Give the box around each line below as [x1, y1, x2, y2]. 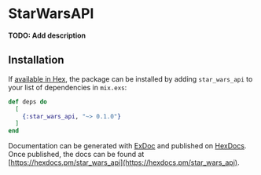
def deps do [8, 97, 47, 106]
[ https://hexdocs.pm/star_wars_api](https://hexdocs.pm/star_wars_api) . [8, 158, 240, 167]
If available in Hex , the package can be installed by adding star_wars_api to [8, 74, 253, 83]
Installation [8, 53, 64, 67]
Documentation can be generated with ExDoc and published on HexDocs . [8, 141, 247, 151]
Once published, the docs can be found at [8, 150, 145, 159]
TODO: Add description [8, 31, 86, 40]
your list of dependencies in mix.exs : [8, 82, 127, 92]
